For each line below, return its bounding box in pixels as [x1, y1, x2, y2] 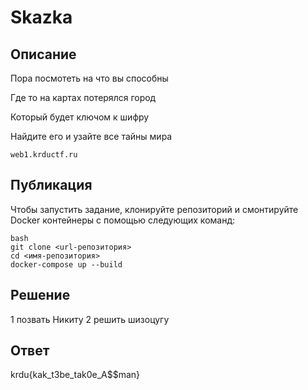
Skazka [10, 6, 73, 29]
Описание [10, 46, 77, 63]
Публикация [10, 177, 93, 194]
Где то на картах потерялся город [10, 92, 157, 103]
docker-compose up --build [10, 259, 123, 270]
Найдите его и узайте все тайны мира [10, 131, 173, 142]
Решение [10, 287, 71, 304]
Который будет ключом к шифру [10, 111, 150, 123]
